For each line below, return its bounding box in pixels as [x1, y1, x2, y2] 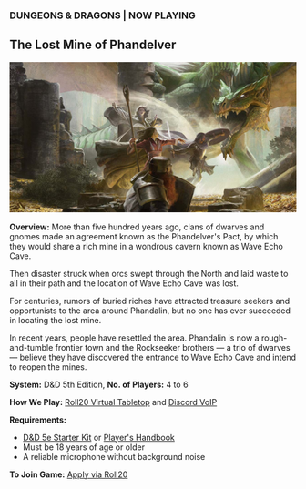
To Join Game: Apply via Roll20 [9, 469, 128, 480]
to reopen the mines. [9, 361, 87, 372]
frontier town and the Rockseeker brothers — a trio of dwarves [55, 341, 291, 352]
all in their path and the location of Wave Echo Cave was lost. [9, 278, 240, 289]
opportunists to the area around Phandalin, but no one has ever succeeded [9, 305, 291, 316]
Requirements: [9, 414, 66, 425]
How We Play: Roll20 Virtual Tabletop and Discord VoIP [9, 396, 218, 407]
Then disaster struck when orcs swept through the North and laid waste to [9, 268, 289, 279]
